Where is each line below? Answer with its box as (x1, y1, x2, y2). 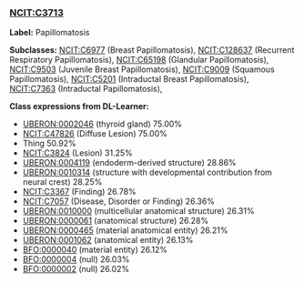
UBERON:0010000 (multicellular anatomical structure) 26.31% (22, 206, 255, 217)
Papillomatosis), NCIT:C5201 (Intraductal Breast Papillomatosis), (9, 74, 249, 85)
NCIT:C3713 (9, 6, 64, 19)
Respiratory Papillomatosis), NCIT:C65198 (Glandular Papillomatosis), (9, 55, 269, 66)
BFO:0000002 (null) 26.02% (22, 264, 130, 275)
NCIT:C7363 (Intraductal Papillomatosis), (9, 84, 163, 95)
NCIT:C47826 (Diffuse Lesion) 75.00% (22, 128, 168, 139)
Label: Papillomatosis (9, 27, 90, 38)
